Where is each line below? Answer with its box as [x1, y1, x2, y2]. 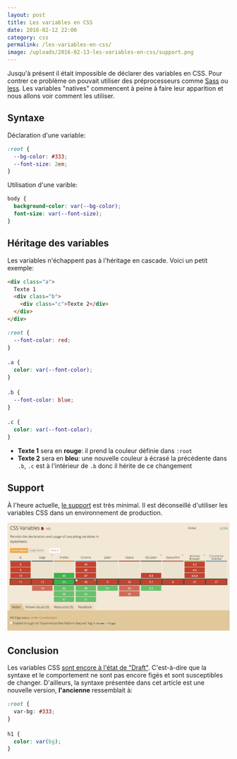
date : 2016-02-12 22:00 [7, 26, 78, 33]
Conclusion [7, 644, 59, 656]
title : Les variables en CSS [7, 18, 93, 26]
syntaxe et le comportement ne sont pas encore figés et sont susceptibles [7, 671, 224, 680]
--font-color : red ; [13, 336, 71, 343]
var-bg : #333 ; [13, 708, 55, 715]
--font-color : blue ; [13, 396, 74, 404]
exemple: [7, 263, 34, 272]
